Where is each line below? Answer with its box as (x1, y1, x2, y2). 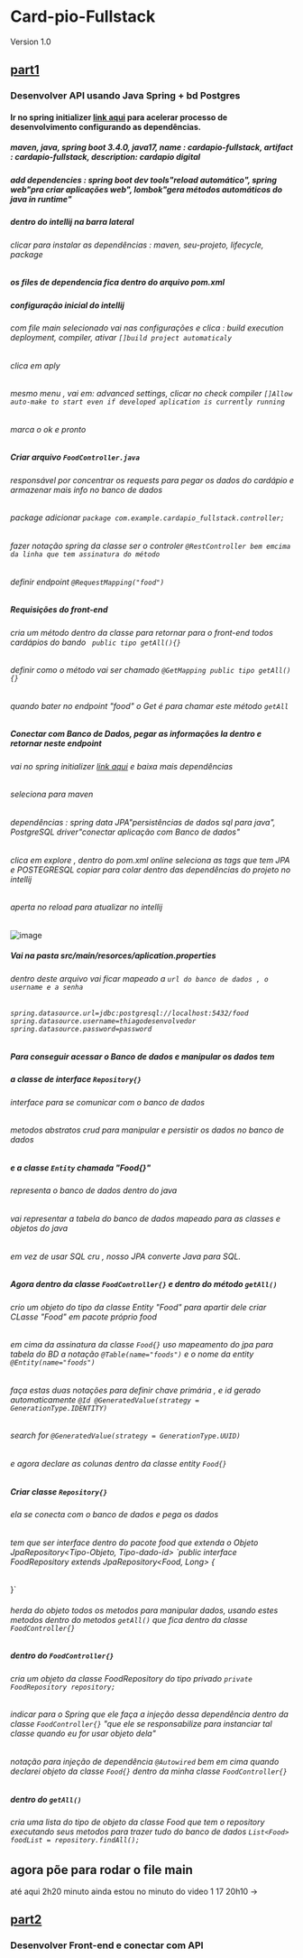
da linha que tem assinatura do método (10, 549, 161, 559)
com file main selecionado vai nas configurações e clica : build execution (10, 322, 284, 333)
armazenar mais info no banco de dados (10, 484, 163, 495)
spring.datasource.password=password (10, 1025, 152, 1034)
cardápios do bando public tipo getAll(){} (10, 637, 181, 648)
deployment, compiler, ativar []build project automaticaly (10, 331, 233, 342)
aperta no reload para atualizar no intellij (10, 901, 163, 913)
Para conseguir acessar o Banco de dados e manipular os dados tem (10, 1050, 275, 1062)
